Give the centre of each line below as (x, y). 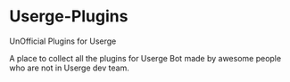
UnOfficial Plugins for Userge (63, 41)
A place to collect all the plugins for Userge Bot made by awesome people (145, 58)
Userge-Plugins (69, 16)
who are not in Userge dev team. (69, 68)
